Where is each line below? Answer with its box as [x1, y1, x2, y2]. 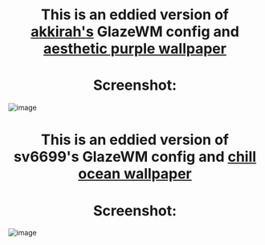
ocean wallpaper [78, 165, 192, 183]
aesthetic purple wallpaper [43, 40, 227, 58]
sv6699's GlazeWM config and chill [13, 148, 257, 166]
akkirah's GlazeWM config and [31, 22, 239, 41]
